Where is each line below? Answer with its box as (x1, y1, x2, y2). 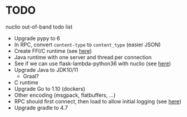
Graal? (22, 72, 39, 80)
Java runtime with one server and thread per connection (14, 53, 152, 61)
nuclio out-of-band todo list (5, 23, 73, 30)
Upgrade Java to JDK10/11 (14, 66, 78, 73)
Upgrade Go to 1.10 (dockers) (14, 85, 85, 92)
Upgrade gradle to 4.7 (14, 104, 69, 111)
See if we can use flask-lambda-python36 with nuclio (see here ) (14, 60, 171, 67)
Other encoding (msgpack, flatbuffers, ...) (14, 91, 116, 99)
